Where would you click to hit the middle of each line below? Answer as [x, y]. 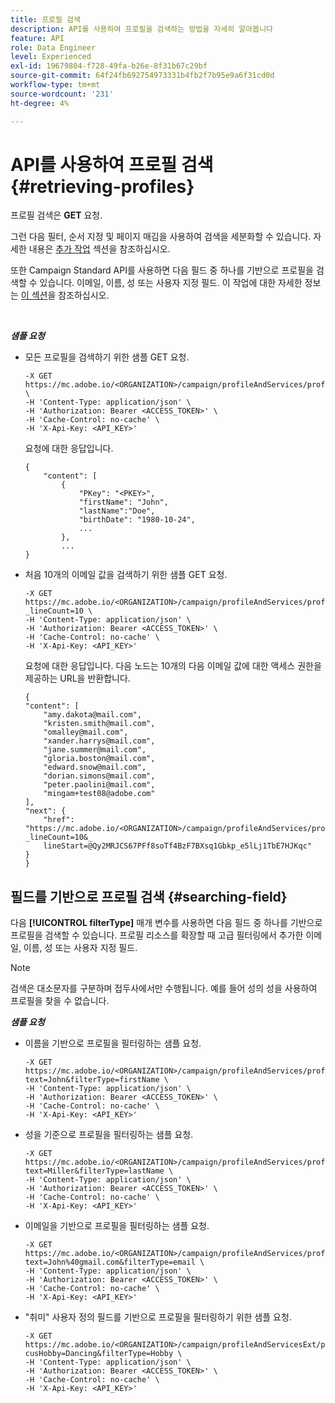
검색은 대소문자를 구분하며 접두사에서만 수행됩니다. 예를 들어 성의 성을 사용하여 [164, 988]
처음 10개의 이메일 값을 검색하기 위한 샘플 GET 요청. [126, 575]
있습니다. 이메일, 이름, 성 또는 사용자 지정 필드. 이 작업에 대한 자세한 [171, 283]
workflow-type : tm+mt [55, 85]
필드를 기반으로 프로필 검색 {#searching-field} [149, 896]
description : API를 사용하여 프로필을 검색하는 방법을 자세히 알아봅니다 [142, 29]
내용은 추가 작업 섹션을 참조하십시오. [99, 249]
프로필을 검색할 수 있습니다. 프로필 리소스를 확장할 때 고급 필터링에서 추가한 [157, 935]
